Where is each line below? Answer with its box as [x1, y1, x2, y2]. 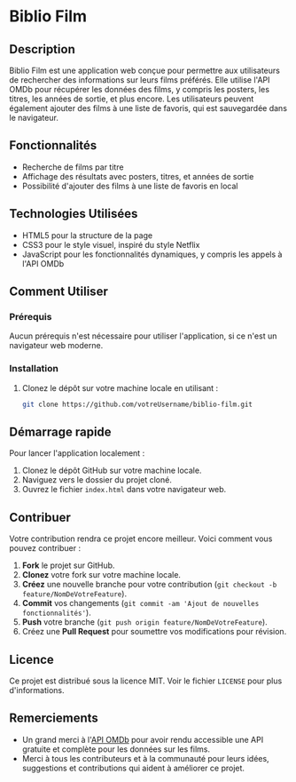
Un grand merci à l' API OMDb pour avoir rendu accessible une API [21, 734, 264, 745]
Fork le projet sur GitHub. [21, 560, 115, 571]
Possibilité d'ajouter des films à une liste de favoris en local [21, 180, 238, 191]
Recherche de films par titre [21, 162, 124, 172]
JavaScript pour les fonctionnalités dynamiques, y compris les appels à [21, 249, 283, 259]
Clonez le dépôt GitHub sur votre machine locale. [21, 465, 202, 476]
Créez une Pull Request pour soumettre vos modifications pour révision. [21, 626, 287, 637]
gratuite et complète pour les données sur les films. [21, 744, 211, 754]
